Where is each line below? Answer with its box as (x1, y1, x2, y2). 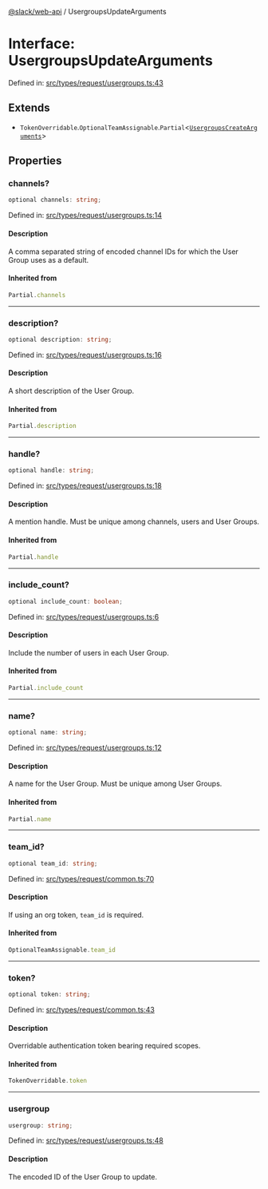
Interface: (8, 35, 76, 53)
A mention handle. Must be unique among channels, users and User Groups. (8, 517, 260, 526)
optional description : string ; (8, 335, 112, 343)
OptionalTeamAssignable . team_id (8, 945, 116, 953)
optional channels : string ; (8, 196, 102, 204)
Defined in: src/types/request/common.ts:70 (8, 874, 155, 883)
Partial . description (8, 422, 77, 430)
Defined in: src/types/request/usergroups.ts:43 (8, 77, 164, 87)
